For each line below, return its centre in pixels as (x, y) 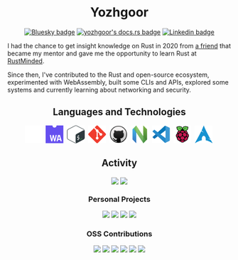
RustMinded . (26, 60)
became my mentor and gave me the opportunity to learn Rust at (102, 53)
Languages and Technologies (119, 112)
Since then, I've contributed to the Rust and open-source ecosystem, (108, 75)
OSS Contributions (119, 234)
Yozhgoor (119, 12)
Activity (119, 163)
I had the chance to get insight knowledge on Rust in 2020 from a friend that (119, 45)
